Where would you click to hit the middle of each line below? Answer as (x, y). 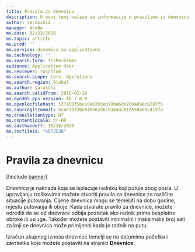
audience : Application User (40, 66)
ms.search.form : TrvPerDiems (41, 60)
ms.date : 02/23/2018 (31, 33)
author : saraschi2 (28, 22)
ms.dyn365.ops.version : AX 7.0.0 (47, 98)
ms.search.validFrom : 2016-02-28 (47, 93)
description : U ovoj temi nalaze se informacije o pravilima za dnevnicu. (99, 17)
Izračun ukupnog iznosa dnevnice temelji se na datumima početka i (87, 236)
